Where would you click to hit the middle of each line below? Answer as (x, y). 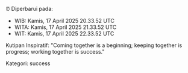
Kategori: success (28, 63)
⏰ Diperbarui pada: (30, 9)
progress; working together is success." (55, 52)
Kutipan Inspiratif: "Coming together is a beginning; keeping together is (94, 45)
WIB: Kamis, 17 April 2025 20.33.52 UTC (64, 21)
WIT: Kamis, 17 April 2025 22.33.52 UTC (64, 33)
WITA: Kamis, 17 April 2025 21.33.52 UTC (65, 27)
